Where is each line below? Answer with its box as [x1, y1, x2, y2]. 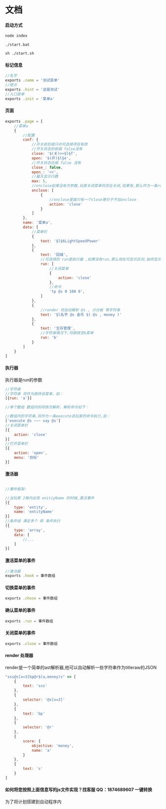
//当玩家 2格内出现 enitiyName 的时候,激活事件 [5, 495, 95, 500]
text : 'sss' [23, 683, 48, 688]
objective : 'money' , [31, 743, 74, 748]
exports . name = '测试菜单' [5, 78, 60, 83]
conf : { [23, 137, 39, 143]
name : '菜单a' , [23, 220, 53, 225]
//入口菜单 [5, 92, 25, 96]
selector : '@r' [23, 725, 54, 730]
